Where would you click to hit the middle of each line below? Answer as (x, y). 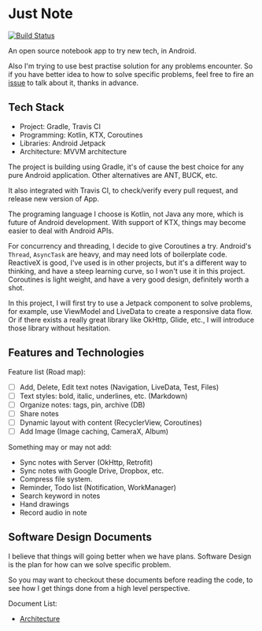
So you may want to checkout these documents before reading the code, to (131, 580)
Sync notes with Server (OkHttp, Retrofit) (86, 462)
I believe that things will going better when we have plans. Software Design (130, 556)
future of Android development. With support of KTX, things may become (127, 222)
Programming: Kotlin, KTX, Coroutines (81, 135)
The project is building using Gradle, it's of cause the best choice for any (126, 167)
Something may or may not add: (60, 447)
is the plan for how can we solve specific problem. (90, 564)
